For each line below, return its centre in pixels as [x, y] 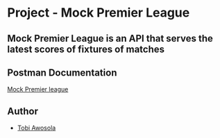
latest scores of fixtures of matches [86, 49]
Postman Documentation [62, 72]
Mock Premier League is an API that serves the [110, 38]
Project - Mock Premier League [99, 13]
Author [23, 111]
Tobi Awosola [36, 128]
